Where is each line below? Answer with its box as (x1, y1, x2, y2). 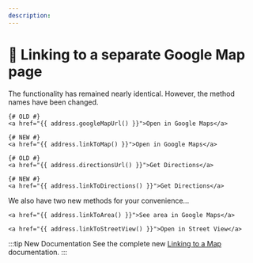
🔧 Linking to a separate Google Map (8, 45, 246, 63)
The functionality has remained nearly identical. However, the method (8, 89, 236, 98)
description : (8, 11, 51, 20)
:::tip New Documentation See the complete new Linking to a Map (8, 238, 222, 248)
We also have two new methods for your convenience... (8, 196, 190, 205)
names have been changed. (8, 97, 99, 107)
